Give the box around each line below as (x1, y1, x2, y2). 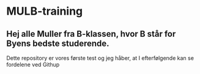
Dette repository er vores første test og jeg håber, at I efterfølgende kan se (6, 54, 194, 62)
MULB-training (6, 4, 83, 18)
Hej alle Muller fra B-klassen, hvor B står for (6, 29, 176, 39)
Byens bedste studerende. (6, 38, 109, 48)
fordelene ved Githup (6, 61, 60, 68)
